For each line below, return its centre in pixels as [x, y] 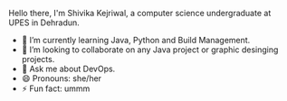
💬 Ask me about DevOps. [68, 69]
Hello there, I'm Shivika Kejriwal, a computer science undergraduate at [140, 13]
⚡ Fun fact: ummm [56, 88]
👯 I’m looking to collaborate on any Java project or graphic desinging [150, 50]
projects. [38, 59]
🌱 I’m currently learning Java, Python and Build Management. [136, 40]
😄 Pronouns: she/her [61, 78]
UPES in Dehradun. [44, 23]
